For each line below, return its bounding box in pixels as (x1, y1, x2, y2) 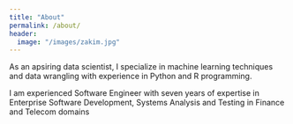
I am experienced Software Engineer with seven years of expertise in (9, 88, 260, 98)
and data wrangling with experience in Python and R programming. (9, 71, 252, 82)
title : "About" (9, 12, 65, 22)
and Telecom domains (9, 106, 90, 117)
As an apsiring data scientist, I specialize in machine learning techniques (9, 62, 274, 72)
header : (9, 29, 38, 38)
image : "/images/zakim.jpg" (17, 37, 121, 47)
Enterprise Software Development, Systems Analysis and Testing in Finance (9, 98, 285, 108)
